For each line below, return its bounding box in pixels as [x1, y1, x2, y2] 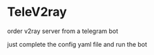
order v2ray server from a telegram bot [7, 27, 119, 35]
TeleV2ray [7, 4, 67, 20]
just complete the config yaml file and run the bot [7, 40, 147, 48]
